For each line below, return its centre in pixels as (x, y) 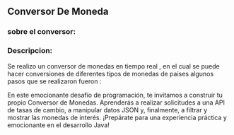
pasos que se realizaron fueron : (54, 81)
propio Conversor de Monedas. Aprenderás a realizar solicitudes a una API (116, 102)
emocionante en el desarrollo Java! (58, 125)
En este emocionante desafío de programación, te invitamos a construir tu (115, 95)
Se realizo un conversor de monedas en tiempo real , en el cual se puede (114, 66)
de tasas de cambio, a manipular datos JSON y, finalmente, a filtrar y (107, 110)
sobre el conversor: (42, 32)
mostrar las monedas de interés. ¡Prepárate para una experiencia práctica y (117, 117)
